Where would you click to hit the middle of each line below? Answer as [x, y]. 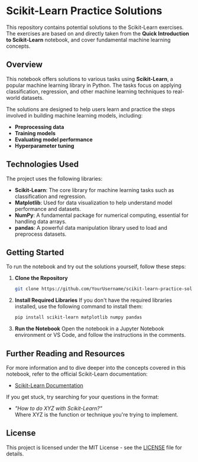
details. [15, 454]
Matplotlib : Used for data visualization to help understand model [93, 203]
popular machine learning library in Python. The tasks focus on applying [94, 85]
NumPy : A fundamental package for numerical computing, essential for [102, 215]
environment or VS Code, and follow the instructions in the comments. [100, 335]
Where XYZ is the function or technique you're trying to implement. [96, 414]
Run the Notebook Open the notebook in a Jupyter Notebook [89, 328]
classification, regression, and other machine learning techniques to [89, 91]
